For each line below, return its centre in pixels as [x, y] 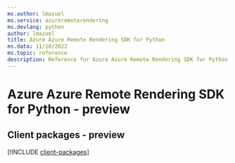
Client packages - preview [66, 135]
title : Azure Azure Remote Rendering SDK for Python [86, 40]
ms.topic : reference [38, 53]
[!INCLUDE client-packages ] [48, 152]
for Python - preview [69, 109]
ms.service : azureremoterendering [58, 20]
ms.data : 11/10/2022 [38, 46]
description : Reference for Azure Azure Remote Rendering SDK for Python [118, 60]
